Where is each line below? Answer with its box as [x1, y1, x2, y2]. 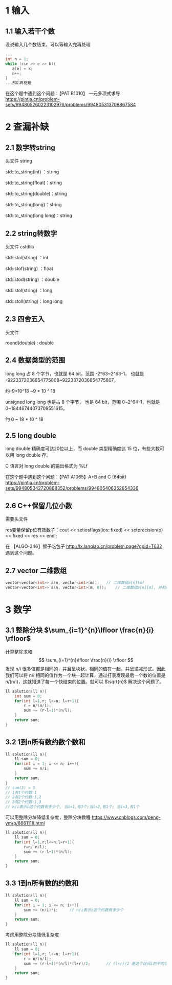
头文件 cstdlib [5, 243, 34, 249]
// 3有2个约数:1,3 [5, 799, 41, 805]
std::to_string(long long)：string [5, 212, 73, 219]
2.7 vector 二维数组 [5, 566, 67, 575]
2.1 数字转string [5, 143, 55, 152]
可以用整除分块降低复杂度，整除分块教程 [5, 814, 91, 820]
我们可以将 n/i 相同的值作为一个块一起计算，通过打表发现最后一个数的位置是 [5, 672, 166, 678]
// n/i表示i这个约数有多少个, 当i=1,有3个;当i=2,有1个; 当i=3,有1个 [5, 804, 140, 810]
